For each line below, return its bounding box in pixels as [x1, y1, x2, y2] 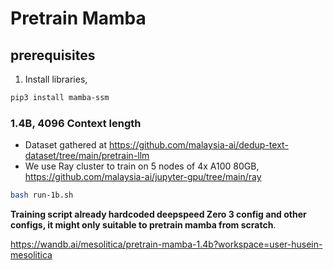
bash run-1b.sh [10, 190, 74, 201]
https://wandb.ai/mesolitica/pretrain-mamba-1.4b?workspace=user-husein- [10, 238, 323, 251]
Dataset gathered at [24, 139, 107, 151]
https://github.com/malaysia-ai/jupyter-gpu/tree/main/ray [24, 171, 262, 183]
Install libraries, [24, 73, 88, 85]
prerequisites [10, 47, 96, 64]
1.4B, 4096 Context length [10, 116, 142, 130]
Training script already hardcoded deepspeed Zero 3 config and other [10, 208, 307, 221]
